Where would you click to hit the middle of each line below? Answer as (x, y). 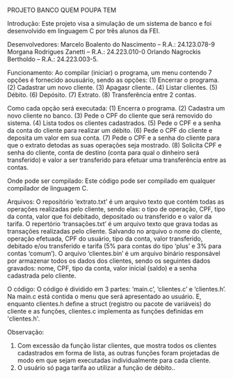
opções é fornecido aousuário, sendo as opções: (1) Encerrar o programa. (113, 80)
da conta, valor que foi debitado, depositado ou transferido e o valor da (110, 216)
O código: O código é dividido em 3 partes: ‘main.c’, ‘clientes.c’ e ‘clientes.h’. (116, 289)
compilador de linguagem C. (48, 188)
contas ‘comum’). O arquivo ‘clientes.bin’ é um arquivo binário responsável (114, 253)
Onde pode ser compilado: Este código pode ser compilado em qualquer (111, 181)
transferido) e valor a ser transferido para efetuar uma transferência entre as (117, 160)
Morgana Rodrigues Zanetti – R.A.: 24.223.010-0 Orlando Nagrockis (104, 52)
